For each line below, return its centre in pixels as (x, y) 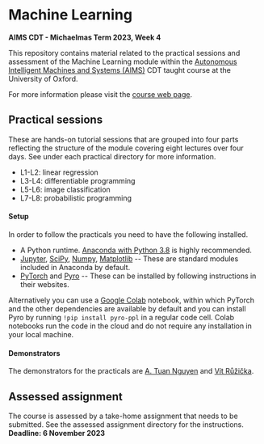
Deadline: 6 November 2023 (57, 433)
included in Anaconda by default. (75, 267)
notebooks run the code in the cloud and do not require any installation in (130, 326)
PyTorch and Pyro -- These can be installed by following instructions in (138, 276)
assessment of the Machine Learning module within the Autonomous (123, 61)
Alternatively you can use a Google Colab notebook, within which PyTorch (132, 300)
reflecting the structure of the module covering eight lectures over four (126, 148)
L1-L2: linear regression (59, 172)
